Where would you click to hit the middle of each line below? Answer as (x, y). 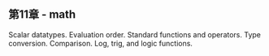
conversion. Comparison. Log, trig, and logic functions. (101, 43)
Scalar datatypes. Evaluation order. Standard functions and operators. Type (135, 34)
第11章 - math (42, 15)
